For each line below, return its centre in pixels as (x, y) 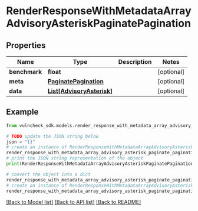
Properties (26, 45)
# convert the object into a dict (49, 174)
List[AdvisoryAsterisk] (80, 91)
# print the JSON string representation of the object (75, 158)
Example (22, 112)
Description (135, 62)
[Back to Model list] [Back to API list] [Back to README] (74, 202)
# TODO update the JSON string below (52, 136)
